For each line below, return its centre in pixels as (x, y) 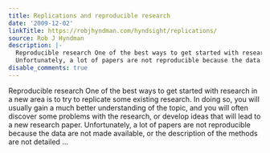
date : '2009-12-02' (41, 23)
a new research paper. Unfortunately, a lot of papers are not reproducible (129, 124)
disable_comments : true (48, 68)
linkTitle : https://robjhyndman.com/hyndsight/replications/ (113, 30)
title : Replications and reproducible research (90, 16)
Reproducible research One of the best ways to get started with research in (133, 91)
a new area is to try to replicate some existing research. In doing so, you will (134, 99)
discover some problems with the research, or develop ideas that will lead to (135, 116)
